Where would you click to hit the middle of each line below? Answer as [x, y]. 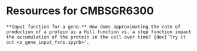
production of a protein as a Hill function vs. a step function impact [99, 32]
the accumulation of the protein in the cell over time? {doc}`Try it [96, 37]
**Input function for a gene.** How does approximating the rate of [93, 27]
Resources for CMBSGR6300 [80, 11]
